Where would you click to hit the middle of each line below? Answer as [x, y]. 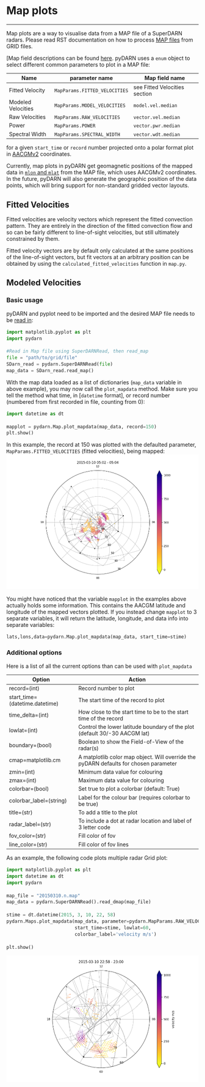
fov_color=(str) [27, 836]
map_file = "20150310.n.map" [43, 896]
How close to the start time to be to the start [134, 712]
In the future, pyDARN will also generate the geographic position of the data [102, 179]
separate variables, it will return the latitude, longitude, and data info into [97, 618]
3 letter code [95, 827]
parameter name [91, 78]
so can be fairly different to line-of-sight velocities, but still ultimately [93, 232]
